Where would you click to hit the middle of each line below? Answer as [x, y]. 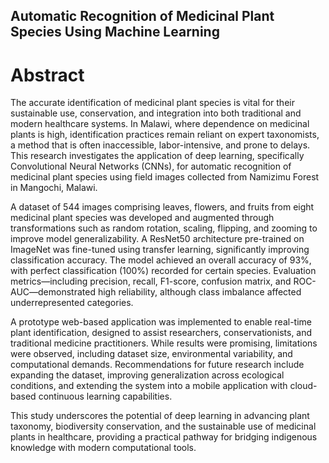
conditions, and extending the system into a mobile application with [149, 386]
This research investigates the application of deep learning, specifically [157, 156]
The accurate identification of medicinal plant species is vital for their [152, 103]
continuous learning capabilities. [105, 396]
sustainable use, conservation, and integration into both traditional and [156, 113]
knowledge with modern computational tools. [103, 448]
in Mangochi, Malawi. [54, 188]
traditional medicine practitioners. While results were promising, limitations [164, 343]
